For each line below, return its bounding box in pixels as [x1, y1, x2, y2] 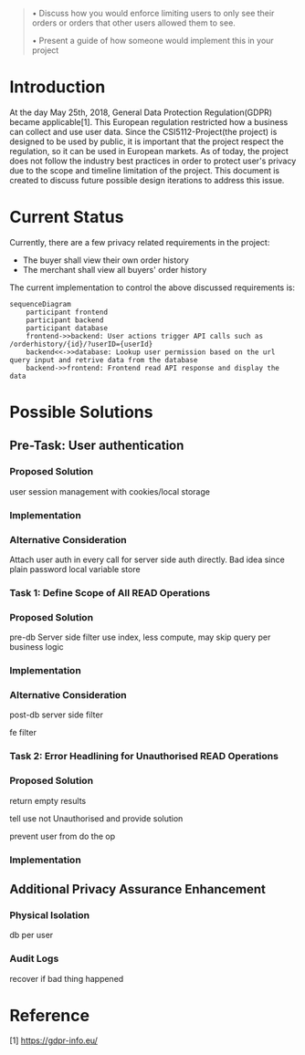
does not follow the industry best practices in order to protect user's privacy [9, 155, 297, 166]
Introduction [9, 77, 106, 98]
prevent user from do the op [9, 830, 116, 841]
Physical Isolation [9, 908, 89, 921]
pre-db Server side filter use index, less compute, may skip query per [9, 632, 271, 642]
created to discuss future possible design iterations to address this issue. [9, 174, 285, 185]
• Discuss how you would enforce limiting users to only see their [31, 8, 275, 18]
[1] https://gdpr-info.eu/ [9, 1035, 99, 1046]
